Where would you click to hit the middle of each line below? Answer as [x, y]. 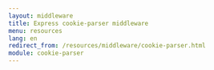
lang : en [23, 38]
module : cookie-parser [46, 53]
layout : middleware [41, 16]
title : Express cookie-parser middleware [79, 23]
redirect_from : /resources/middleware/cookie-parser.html [107, 46]
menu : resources [35, 31]
